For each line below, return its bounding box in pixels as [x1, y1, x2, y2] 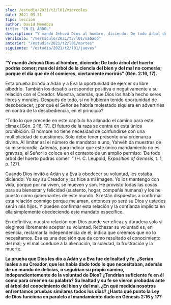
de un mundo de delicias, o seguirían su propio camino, [5, 266, 125, 272]
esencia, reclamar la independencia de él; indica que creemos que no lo [5, 229, 156, 236]
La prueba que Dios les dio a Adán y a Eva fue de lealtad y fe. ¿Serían [5, 255, 154, 262]
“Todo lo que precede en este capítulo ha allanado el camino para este [5, 117, 154, 123]
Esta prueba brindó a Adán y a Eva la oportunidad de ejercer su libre [5, 80, 149, 86]
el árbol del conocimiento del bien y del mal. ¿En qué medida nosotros [5, 283, 156, 289]
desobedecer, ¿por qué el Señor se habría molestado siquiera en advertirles [5, 102, 164, 108]
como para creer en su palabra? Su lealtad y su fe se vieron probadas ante [5, 277, 165, 284]
